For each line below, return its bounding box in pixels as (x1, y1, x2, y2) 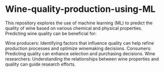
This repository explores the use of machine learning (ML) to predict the (5, 20, 153, 26)
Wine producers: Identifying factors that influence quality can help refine (5, 40, 154, 46)
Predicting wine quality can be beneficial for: (5, 30, 97, 36)
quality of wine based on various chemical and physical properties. (5, 25, 143, 31)
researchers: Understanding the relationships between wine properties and (5, 56, 159, 62)
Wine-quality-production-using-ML (5, 3, 156, 15)
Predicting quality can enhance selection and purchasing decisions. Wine (5, 51, 156, 57)
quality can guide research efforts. (5, 61, 76, 67)
